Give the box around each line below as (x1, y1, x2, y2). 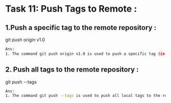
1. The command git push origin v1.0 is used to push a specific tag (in (5, 51, 165, 56)
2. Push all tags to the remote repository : (5, 65, 139, 74)
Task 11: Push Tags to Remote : (5, 3, 137, 15)
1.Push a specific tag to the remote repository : (5, 23, 157, 32)
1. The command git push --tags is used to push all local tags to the (5, 93, 160, 98)
